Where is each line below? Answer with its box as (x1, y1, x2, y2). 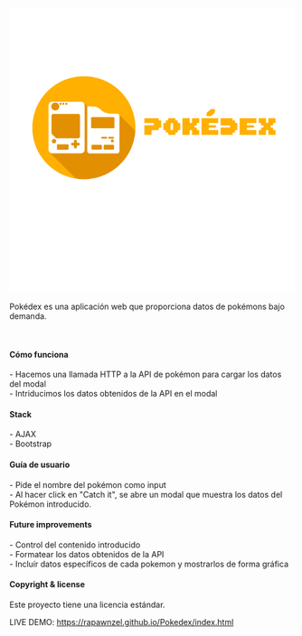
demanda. (9, 311, 47, 322)
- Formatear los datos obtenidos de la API (9, 548, 165, 559)
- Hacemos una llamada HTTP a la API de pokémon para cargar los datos (9, 369, 282, 380)
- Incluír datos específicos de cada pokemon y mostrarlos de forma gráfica (9, 558, 289, 569)
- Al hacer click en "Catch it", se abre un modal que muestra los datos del (9, 489, 283, 500)
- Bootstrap (9, 438, 52, 449)
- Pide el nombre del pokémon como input (9, 479, 167, 490)
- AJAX (9, 429, 36, 440)
